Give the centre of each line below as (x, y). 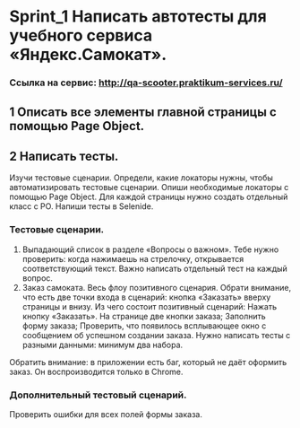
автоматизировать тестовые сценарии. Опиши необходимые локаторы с (149, 188)
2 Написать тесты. (64, 156)
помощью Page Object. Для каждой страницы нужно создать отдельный (149, 197)
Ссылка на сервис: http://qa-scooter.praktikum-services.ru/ (146, 83)
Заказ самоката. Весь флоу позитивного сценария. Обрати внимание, (157, 287)
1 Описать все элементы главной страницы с (143, 112)
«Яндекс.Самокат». (88, 55)
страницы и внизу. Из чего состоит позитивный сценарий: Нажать (150, 306)
